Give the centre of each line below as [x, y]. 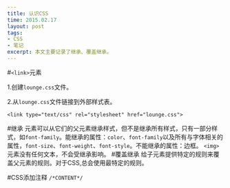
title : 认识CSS [28, 13]
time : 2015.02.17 [32, 20]
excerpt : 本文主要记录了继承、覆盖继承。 [60, 52]
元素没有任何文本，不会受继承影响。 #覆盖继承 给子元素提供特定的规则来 [110, 154]
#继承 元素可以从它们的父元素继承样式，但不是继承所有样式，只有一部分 [109, 128]
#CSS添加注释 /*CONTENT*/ [45, 177]
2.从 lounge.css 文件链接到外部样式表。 [62, 101]
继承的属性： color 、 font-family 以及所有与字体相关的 [147, 137]
